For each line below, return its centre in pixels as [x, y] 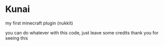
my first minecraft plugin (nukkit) [39, 23]
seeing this [17, 38]
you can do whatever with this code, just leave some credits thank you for [82, 32]
